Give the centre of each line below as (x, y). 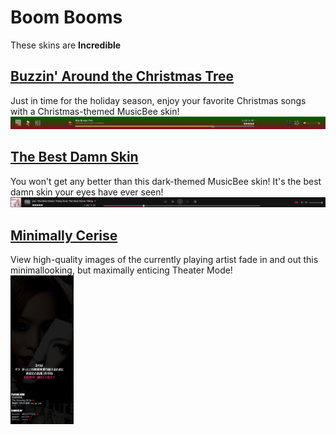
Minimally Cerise (64, 235)
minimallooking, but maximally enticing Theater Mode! (121, 270)
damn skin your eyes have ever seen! (87, 192)
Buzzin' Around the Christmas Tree (122, 76)
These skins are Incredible (66, 45)
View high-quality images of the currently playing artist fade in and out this (164, 260)
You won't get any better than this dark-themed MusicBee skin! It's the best (166, 181)
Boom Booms (66, 17)
